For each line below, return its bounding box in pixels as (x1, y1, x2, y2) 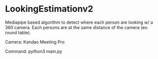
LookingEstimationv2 (5, 3, 93, 15)
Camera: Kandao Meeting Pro (5, 39, 65, 44)
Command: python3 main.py (5, 48, 63, 54)
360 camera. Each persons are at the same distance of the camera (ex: (5, 24, 149, 30)
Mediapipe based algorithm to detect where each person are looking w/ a (5, 19, 153, 25)
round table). (5, 29, 31, 35)
